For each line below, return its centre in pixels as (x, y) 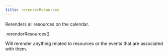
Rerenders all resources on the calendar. (47, 24)
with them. (16, 48)
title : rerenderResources (32, 10)
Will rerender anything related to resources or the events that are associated (84, 43)
